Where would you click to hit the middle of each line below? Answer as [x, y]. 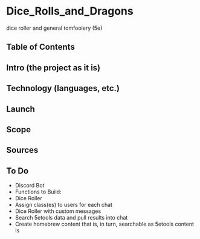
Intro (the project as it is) [53, 68]
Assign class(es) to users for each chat [64, 205]
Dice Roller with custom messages [58, 211]
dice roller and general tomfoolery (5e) [54, 28]
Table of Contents [41, 47]
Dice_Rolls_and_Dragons [70, 11]
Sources [22, 150]
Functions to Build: [38, 192]
